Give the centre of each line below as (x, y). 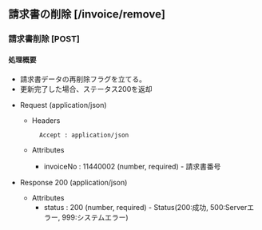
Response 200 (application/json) (73, 182)
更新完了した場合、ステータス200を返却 (86, 89)
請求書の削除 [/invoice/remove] (87, 14)
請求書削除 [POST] (44, 39)
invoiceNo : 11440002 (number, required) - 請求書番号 (132, 166)
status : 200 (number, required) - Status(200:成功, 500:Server (145, 207)
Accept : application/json (84, 135)
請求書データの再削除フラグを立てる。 (83, 79)
